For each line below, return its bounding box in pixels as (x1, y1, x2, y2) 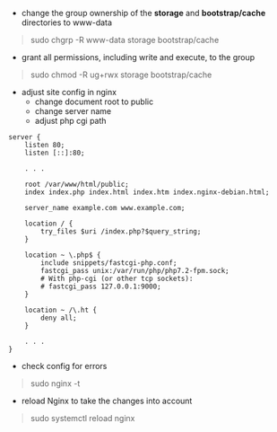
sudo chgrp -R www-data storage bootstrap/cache (30, 35, 220, 45)
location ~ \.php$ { (24, 251, 101, 260)
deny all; (40, 313, 77, 322)
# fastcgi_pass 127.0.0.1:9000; (40, 282, 162, 291)
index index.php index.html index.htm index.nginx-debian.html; (24, 188, 270, 197)
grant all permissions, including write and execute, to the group (21, 52, 255, 62)
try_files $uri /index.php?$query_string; (40, 227, 202, 236)
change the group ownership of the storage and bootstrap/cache (21, 8, 266, 18)
